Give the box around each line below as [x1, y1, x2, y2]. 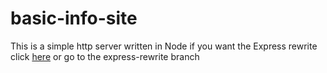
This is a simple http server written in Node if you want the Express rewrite [10, 40, 318, 52]
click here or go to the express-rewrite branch [10, 50, 200, 62]
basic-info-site [10, 7, 138, 30]
